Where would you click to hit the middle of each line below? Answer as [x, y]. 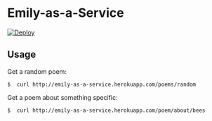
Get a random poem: [37, 71]
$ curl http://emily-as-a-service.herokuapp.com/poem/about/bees [106, 110]
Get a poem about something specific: [62, 97]
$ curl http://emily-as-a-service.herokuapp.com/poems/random [102, 84]
